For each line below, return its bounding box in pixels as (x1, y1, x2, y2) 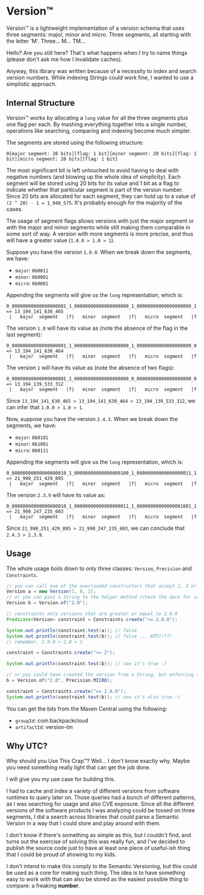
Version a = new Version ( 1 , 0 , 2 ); (6, 588, 97, 594)
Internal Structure (6, 98, 75, 108)
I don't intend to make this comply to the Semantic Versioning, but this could (6, 862, 197, 869)
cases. (6, 205, 23, 212)
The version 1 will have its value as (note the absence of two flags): (6, 364, 175, 371)
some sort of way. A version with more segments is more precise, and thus (6, 230, 194, 237)
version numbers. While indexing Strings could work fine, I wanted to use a (6, 74, 194, 81)
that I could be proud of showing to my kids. (6, 851, 117, 858)
